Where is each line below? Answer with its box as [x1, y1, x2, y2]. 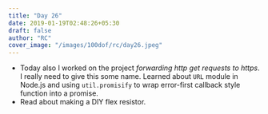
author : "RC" [8, 33, 52, 42]
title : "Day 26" [8, 11, 62, 20]
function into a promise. [19, 88, 98, 98]
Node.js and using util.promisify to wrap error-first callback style [19, 81, 241, 90]
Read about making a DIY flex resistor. [19, 97, 146, 107]
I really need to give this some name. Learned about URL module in [19, 72, 238, 81]
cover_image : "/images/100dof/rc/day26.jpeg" [8, 41, 162, 49]
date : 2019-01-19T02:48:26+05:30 [8, 19, 120, 27]
